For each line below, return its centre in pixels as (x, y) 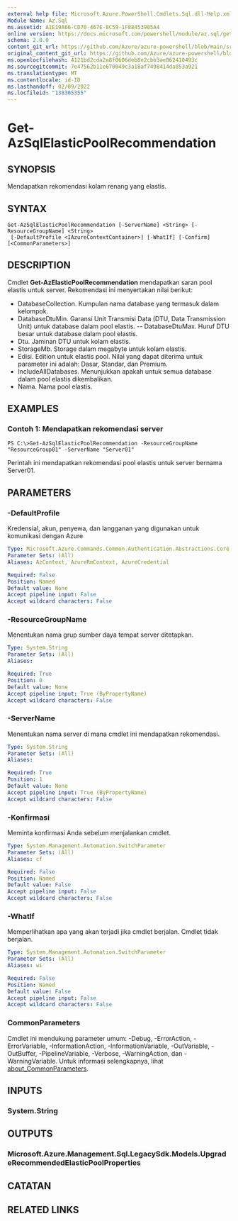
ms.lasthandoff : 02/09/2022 (49, 87)
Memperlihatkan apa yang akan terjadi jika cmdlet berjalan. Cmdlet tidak (113, 932)
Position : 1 (25, 780)
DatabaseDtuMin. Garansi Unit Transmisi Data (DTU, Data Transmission (121, 318)
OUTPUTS (30, 1134)
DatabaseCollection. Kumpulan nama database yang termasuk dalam (118, 303)
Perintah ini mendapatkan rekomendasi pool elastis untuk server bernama (115, 463)
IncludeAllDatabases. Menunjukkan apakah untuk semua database (115, 371)
